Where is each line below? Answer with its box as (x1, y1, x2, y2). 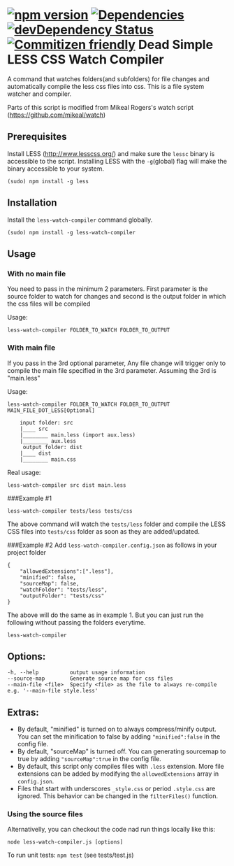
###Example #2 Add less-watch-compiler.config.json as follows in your (7, 541, 217, 549)
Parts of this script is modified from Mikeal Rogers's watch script (7, 103, 194, 111)
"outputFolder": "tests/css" (20, 592, 105, 599)
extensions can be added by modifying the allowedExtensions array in (17, 769, 219, 778)
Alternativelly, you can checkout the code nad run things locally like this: (7, 825, 215, 834)
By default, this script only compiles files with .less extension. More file (17, 762, 225, 771)
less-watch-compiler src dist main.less (7, 481, 127, 489)
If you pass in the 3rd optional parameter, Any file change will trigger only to (7, 359, 226, 367)
